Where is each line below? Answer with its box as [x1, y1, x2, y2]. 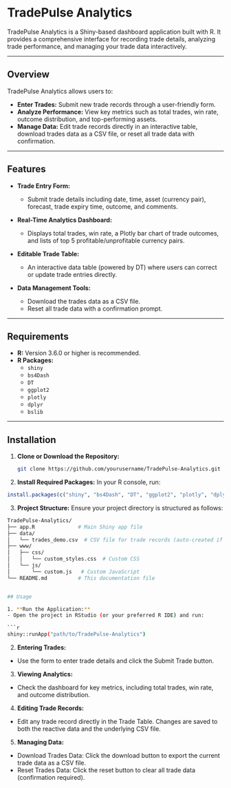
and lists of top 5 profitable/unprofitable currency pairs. [27, 236, 185, 245]
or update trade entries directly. [27, 270, 118, 278]
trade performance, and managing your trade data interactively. [7, 42, 188, 50]
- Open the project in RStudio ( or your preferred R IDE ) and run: [7, 612, 205, 619]
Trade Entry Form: [16, 181, 71, 190]
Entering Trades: [16, 643, 67, 652]
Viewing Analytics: [16, 670, 74, 678]
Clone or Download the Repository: [16, 453, 120, 461]
